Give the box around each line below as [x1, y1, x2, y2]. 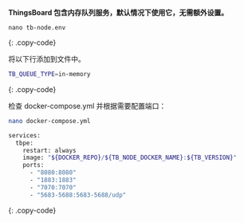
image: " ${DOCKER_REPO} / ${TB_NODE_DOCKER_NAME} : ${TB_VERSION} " [22, 153, 238, 162]
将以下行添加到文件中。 [8, 54, 85, 63]
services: [8, 131, 41, 139]
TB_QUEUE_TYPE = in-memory [8, 70, 91, 78]
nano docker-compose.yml [8, 117, 91, 125]
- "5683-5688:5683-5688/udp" [29, 191, 127, 199]
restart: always [22, 146, 77, 154]
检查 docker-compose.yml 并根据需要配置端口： [8, 101, 167, 110]
